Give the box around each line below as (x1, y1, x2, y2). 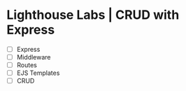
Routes (16, 61, 38, 69)
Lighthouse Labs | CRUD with (6, 7, 180, 23)
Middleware (16, 53, 51, 61)
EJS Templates (16, 69, 60, 77)
